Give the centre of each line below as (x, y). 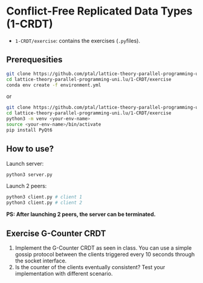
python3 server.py (29, 174)
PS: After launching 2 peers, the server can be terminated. (81, 214)
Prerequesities (34, 60)
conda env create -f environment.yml (54, 85)
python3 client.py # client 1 (44, 197)
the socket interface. (41, 261)
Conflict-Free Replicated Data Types (99, 11)
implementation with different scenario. (64, 274)
